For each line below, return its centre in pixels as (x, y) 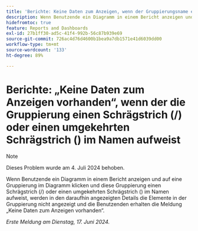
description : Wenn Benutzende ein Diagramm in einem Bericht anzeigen (95, 17)
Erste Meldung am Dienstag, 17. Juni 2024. (58, 222)
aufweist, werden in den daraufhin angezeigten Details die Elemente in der (96, 197)
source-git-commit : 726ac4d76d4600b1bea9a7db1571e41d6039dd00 (84, 39)
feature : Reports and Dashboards (47, 28)
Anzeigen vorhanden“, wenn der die (96, 102)
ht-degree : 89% (25, 55)
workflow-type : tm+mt (33, 45)
